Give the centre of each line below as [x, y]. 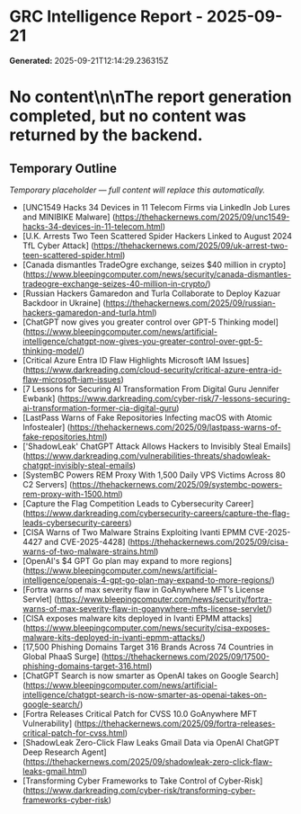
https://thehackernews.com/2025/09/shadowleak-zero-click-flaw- [149, 761]
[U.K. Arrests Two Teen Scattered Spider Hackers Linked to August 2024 [157, 236]
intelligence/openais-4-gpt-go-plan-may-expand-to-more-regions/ [147, 580]
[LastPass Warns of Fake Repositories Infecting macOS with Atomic [147, 417]
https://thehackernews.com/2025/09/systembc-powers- [177, 484]
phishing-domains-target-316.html [86, 666]
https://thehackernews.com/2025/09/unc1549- [203, 217]
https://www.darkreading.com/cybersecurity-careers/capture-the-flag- [158, 513]
